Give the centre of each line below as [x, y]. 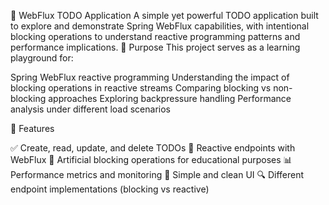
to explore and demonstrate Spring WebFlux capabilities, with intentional [160, 26]
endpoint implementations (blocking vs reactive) [110, 189]
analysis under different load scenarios [90, 109]
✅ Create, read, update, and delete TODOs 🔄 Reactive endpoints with [153, 148]
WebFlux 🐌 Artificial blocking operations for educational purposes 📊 [151, 159]
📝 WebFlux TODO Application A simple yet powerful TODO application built [164, 15]
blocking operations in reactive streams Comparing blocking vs [141, 88]
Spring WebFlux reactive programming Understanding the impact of [150, 77]
